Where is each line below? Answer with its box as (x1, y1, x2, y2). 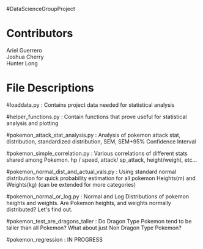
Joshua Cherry (6, 53, 44, 60)
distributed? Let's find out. (6, 206, 73, 213)
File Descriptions (6, 81, 94, 95)
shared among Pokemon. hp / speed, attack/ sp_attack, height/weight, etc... (6, 156, 197, 164)
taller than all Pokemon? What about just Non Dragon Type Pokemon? (6, 224, 182, 231)
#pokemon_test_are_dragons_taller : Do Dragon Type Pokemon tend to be (6, 217, 192, 225)
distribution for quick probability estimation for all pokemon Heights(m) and (6, 174, 196, 182)
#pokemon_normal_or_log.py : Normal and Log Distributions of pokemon (6, 192, 190, 200)
